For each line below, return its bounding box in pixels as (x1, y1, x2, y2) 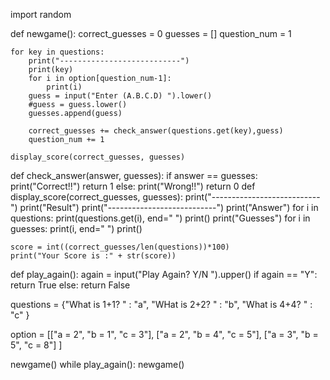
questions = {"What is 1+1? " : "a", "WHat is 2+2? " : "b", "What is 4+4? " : (10, 299, 313, 310)
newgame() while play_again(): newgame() (10, 359, 185, 370)
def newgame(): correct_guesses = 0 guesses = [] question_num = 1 (10, 28, 292, 39)
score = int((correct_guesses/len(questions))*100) (10, 242, 230, 252)
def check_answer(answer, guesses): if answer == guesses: (10, 170, 258, 181)
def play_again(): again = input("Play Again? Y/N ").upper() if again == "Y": (10, 269, 318, 280)
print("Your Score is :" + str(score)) (10, 251, 177, 261)
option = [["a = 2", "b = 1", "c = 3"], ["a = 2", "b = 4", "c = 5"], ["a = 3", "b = (10, 329, 319, 340)
